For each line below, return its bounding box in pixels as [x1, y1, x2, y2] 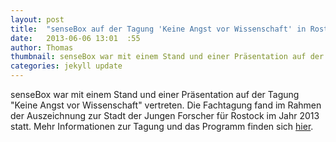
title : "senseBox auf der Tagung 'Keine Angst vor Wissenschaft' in [10, 24, 307, 34]
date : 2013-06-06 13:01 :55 [10, 33, 141, 43]
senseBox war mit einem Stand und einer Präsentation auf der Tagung [10, 89, 300, 100]
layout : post [10, 14, 65, 25]
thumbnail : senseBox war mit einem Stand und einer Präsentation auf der [10, 52, 325, 62]
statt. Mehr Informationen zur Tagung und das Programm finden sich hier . [10, 121, 314, 132]
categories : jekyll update [10, 61, 123, 71]
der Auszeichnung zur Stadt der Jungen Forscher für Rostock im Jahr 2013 [10, 110, 320, 121]
